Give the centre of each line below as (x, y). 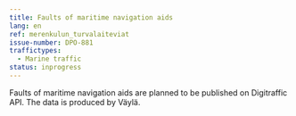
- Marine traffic (49, 59)
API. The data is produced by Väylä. (75, 102)
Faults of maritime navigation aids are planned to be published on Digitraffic (148, 92)
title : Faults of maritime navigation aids (91, 17)
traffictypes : (36, 51)
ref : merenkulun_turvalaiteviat (69, 34)
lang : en (25, 26)
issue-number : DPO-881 (51, 42)
